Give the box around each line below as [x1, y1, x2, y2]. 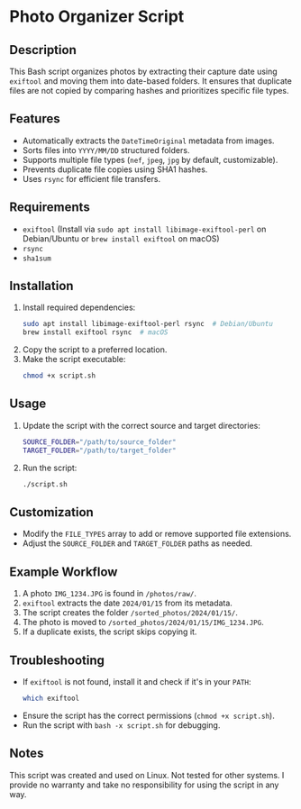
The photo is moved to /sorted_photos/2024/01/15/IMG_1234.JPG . [22, 617, 264, 628]
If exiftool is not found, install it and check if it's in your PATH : [22, 676, 251, 686]
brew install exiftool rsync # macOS [22, 328, 169, 337]
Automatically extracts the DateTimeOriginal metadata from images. [22, 135, 275, 146]
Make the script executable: [22, 354, 126, 365]
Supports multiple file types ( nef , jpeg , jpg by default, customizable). [22, 154, 278, 165]
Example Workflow [9, 564, 118, 579]
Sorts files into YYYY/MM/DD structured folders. [22, 144, 190, 155]
